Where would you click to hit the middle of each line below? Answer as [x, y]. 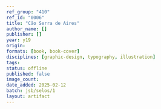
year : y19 [19, 40]
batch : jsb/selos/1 [31, 91]
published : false [28, 74]
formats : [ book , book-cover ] [43, 51]
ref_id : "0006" [25, 18]
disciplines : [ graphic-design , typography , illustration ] [81, 57]
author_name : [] [27, 29]
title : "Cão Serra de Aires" [43, 23]
